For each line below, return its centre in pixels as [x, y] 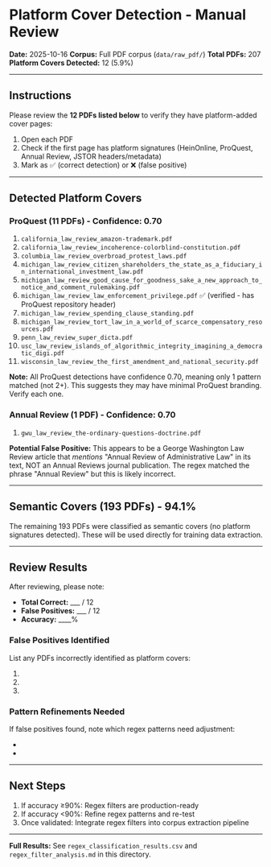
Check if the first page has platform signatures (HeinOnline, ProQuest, [137, 147]
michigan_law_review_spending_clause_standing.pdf [107, 314]
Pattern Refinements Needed [67, 712]
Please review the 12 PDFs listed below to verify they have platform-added [133, 115]
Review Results [48, 567]
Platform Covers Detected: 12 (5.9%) [71, 63]
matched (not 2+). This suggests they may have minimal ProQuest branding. [135, 386]
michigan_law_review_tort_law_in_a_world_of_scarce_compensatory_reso [142, 322]
